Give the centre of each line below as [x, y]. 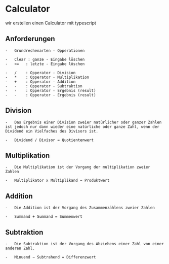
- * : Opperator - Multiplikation [47, 77]
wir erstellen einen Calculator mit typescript [51, 23]
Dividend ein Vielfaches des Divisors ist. [52, 131]
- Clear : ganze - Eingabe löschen [45, 59]
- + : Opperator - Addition [40, 82]
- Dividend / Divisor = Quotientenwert [50, 140]
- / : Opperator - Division [40, 73]
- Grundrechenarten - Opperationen [45, 51]
